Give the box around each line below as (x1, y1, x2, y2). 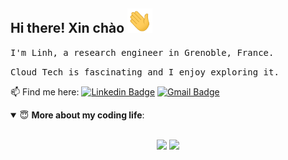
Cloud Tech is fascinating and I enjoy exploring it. (10, 66, 280, 78)
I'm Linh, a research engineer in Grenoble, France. (10, 47, 275, 58)
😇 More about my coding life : (19, 109, 145, 121)
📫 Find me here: (10, 85, 80, 98)
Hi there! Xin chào (10, 20, 125, 37)
